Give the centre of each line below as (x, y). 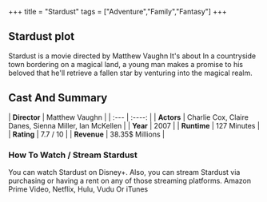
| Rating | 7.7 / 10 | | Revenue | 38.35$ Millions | (87, 134)
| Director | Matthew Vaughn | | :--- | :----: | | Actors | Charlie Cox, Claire (129, 117)
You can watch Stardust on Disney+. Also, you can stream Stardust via (124, 172)
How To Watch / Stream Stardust (73, 155)
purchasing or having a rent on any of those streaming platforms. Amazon (130, 180)
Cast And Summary (58, 98)
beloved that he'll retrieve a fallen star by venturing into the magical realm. (131, 73)
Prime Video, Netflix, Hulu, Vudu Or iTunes (78, 189)
